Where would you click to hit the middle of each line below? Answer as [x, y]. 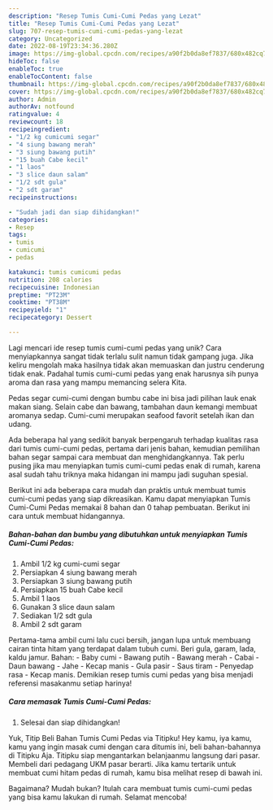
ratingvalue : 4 [34, 115]
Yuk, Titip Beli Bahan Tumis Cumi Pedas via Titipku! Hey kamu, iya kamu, [130, 738]
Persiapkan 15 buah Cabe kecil [71, 590]
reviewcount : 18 [36, 122]
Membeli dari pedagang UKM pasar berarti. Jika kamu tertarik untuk [122, 764]
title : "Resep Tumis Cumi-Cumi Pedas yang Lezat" [94, 24]
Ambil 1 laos [40, 598]
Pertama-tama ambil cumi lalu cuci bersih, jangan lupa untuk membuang [130, 640]
